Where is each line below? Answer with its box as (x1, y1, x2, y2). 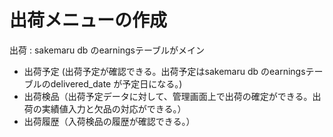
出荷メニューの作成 (9, 9, 168, 32)
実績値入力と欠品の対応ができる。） (41, 102, 187, 115)
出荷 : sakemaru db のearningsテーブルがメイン (9, 44, 206, 56)
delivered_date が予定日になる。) (50, 77, 183, 90)
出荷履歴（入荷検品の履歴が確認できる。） (23, 115, 196, 127)
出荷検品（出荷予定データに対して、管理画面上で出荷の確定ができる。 (23, 90, 313, 102)
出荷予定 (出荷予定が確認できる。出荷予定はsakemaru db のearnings (23, 65, 306, 77)
